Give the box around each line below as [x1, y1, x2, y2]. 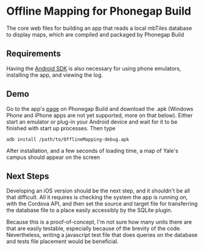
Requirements [6, 49, 61, 59]
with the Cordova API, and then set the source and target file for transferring [6, 200, 198, 208]
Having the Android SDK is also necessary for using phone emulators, [6, 65, 181, 72]
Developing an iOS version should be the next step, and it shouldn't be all [6, 187, 190, 194]
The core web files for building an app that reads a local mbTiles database [6, 24, 192, 32]
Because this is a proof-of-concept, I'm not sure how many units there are [6, 218, 192, 226]
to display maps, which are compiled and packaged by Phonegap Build [6, 30, 185, 38]
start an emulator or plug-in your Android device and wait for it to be [6, 118, 178, 125]
